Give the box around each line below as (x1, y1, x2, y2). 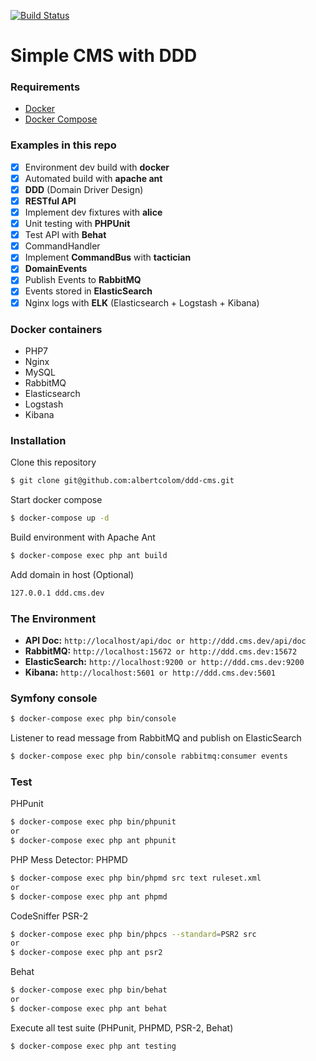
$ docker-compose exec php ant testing (10, 1041, 177, 1051)
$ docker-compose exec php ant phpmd (10, 891, 168, 902)
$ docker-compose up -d (10, 513, 110, 524)
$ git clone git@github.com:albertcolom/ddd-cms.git (10, 476, 235, 486)
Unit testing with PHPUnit (24, 218, 131, 230)
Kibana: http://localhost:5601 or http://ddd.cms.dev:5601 (24, 666, 276, 678)
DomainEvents (24, 263, 88, 275)
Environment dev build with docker (24, 161, 170, 173)
